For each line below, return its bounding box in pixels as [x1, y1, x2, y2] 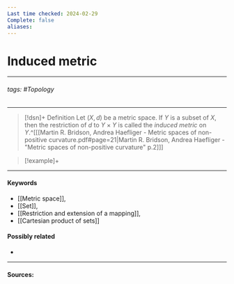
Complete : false [7, 17, 54, 24]
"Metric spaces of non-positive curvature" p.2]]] [24, 143, 164, 151]
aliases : [7, 23, 33, 30]
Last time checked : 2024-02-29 [7, 10, 98, 17]
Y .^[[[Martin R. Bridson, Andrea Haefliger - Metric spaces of [24, 128, 197, 136]
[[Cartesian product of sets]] [17, 216, 100, 225]
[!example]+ [24, 156, 59, 164]
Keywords [7, 179, 38, 187]
